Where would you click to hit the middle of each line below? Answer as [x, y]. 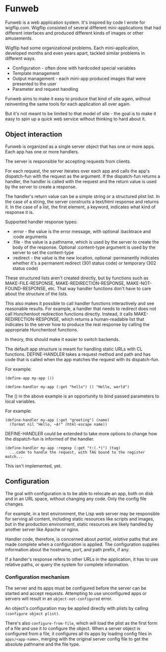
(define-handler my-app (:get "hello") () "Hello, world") [67, 387]
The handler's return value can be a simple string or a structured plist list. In [83, 196]
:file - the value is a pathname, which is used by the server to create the [86, 242]
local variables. [21, 401]
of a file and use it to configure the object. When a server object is [73, 628]
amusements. [19, 38]
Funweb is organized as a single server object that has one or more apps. [80, 146]
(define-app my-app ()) [30, 378]
